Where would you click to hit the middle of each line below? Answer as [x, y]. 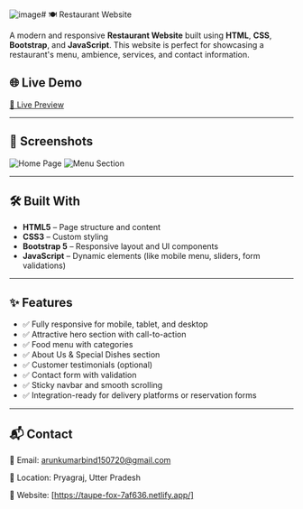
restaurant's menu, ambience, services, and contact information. [129, 55]
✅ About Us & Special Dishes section [91, 355]
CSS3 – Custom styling [65, 237]
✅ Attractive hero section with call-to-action [104, 335]
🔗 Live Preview [37, 105]
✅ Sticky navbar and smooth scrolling [92, 385]
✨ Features [41, 302]
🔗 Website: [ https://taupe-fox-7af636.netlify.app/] [101, 495]
